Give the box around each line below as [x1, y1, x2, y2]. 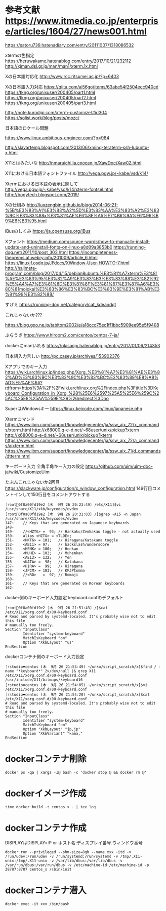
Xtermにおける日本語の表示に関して [5, 181, 78, 187]
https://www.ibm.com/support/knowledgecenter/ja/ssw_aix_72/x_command [5, 421, 159, 427]
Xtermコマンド [5, 416, 35, 422]
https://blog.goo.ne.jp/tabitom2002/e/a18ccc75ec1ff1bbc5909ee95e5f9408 [5, 322, 160, 328]
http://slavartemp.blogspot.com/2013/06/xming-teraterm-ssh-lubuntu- [5, 144, 150, 150]
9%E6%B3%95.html [5, 218, 47, 224]
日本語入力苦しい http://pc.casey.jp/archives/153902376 [5, 353, 120, 359]
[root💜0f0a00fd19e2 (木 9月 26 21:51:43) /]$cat [5, 605, 108, 610]
